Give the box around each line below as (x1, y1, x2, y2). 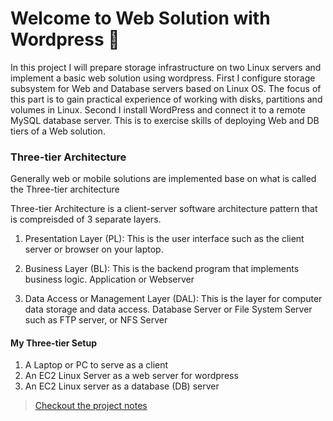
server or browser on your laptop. (24, 243, 164, 256)
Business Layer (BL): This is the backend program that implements (24, 263, 300, 275)
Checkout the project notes (34, 400, 148, 412)
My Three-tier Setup (10, 337, 98, 349)
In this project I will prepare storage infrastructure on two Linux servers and (10, 61, 322, 73)
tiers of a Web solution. (10, 125, 106, 137)
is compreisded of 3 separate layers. (10, 213, 162, 226)
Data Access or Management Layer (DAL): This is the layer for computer (24, 293, 323, 305)
